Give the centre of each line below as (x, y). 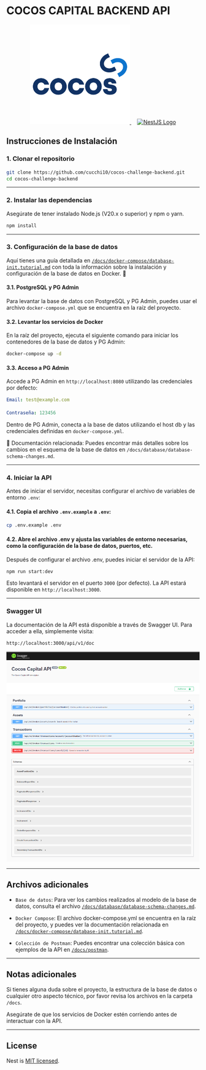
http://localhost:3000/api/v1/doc (51, 643)
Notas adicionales (41, 975)
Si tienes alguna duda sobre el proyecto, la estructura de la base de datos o (102, 989)
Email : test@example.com (38, 400)
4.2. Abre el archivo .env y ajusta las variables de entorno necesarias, (97, 539)
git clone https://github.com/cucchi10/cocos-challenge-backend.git (96, 172)
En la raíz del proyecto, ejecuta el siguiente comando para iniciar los (93, 336)
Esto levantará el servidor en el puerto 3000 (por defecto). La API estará (96, 583)
